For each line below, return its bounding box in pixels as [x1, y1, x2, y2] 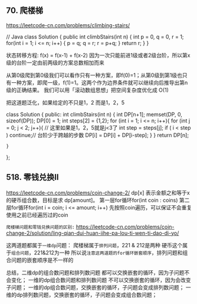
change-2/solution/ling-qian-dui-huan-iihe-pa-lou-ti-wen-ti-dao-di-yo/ [6, 229, 179, 237]
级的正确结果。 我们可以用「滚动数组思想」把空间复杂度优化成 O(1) [6, 86, 169, 93]
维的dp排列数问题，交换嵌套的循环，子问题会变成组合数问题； [6, 291, 157, 298]
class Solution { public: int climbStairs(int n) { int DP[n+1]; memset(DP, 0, [6, 111, 183, 118]
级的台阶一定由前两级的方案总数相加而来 [6, 59, 104, 66]
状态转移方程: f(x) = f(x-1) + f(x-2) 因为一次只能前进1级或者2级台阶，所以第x [6, 51, 191, 59]
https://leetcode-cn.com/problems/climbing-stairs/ [6, 21, 130, 28]
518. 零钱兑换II [6, 172, 59, 182]
